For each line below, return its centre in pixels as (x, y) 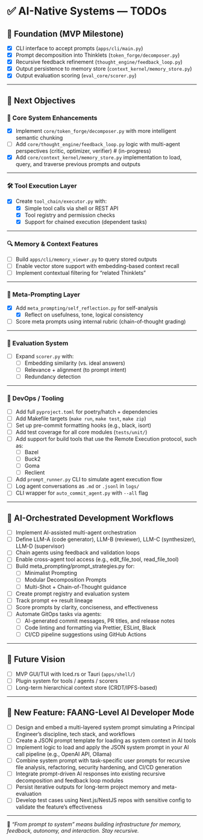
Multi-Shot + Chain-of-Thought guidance (76, 586)
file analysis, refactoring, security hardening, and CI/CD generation (99, 768)
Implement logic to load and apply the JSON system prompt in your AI (102, 747)
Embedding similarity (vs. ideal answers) (75, 363)
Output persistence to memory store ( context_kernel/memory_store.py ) (104, 69)
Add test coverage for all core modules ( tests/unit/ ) (81, 432)
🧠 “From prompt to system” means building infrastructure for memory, (94, 824)
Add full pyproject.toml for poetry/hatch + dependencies (87, 411)
